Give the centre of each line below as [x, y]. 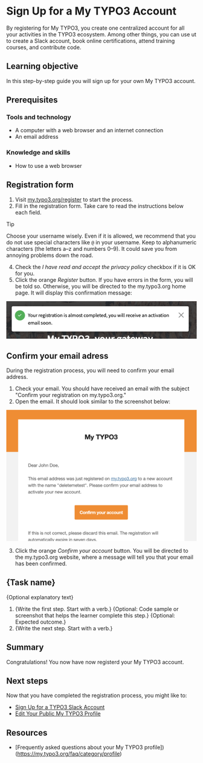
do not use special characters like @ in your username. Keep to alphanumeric [101, 242]
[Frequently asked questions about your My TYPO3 [79, 747]
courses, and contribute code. [44, 47]
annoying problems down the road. [50, 255]
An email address [37, 137]
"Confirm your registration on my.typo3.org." [71, 395]
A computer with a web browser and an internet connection [89, 130]
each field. [28, 212]
